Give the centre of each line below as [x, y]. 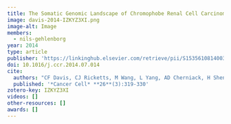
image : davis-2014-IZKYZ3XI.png [53, 20]
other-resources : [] [37, 103]
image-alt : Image [32, 26]
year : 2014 [23, 45]
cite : [15, 71]
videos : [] [23, 97]
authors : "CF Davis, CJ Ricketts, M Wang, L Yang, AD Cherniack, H [112, 77]
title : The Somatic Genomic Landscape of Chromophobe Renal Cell [102, 13]
